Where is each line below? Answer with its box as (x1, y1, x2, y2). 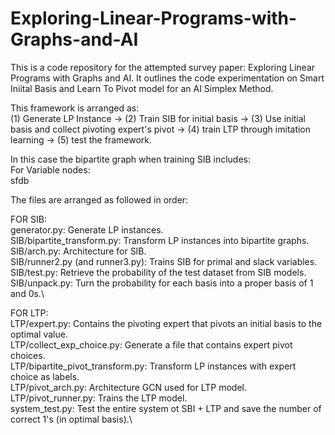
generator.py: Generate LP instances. (10, 223, 164, 236)
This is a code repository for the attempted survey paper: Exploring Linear (10, 61, 316, 73)
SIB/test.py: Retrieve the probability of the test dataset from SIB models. (10, 266, 307, 278)
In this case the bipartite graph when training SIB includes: (10, 153, 252, 165)
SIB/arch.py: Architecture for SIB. (10, 245, 147, 257)
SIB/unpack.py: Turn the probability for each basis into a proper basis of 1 (10, 277, 314, 289)
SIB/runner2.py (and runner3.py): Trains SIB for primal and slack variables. (10, 255, 318, 267)
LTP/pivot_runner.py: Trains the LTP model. (10, 392, 188, 404)
